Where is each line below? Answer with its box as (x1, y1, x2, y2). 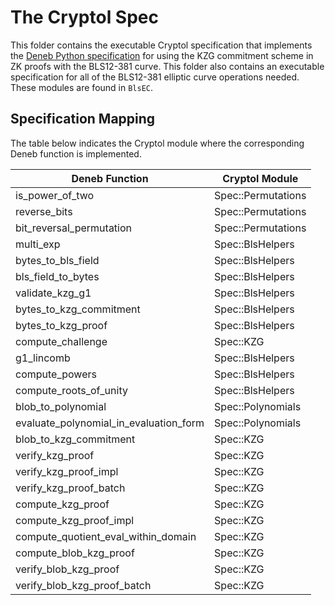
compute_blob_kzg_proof (15, 546, 135, 560)
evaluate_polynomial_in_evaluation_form (15, 416, 205, 430)
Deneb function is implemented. (10, 147, 142, 160)
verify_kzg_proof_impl (15, 464, 119, 478)
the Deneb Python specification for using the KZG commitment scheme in (10, 49, 314, 61)
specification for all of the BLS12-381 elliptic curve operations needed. (10, 71, 300, 83)
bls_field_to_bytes (15, 269, 100, 283)
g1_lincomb (15, 351, 71, 365)
